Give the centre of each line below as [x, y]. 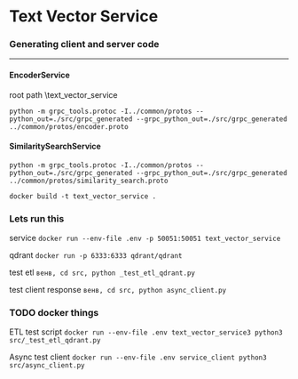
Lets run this [37, 218]
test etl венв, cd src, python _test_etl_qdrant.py [102, 272]
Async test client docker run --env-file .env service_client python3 [138, 357]
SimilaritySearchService [55, 146]
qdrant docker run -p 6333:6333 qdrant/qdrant [96, 255]
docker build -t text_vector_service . [83, 196]
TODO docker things [54, 313]
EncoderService [40, 75]
